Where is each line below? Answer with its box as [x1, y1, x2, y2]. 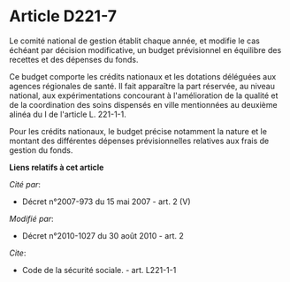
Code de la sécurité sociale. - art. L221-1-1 [21, 264, 177, 275]
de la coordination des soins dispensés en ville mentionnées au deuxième [9, 99, 278, 110]
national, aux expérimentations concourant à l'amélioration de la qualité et [9, 90, 279, 101]
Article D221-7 [9, 6, 118, 27]
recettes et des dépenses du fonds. [9, 54, 139, 65]
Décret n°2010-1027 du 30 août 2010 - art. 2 [21, 230, 184, 240]
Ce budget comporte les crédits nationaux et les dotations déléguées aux [9, 71, 277, 81]
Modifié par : [9, 213, 55, 224]
